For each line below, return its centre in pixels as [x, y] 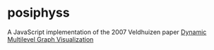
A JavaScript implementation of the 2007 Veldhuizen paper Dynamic [107, 32]
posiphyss [38, 13]
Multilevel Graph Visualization [50, 39]
